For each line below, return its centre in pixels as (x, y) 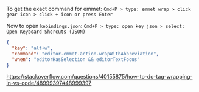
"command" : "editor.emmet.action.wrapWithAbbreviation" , (86, 54)
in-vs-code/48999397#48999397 (49, 83)
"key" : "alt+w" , (32, 48)
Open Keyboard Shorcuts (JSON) (46, 32)
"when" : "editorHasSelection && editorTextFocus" (76, 59)
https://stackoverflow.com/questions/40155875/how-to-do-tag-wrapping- (100, 77)
